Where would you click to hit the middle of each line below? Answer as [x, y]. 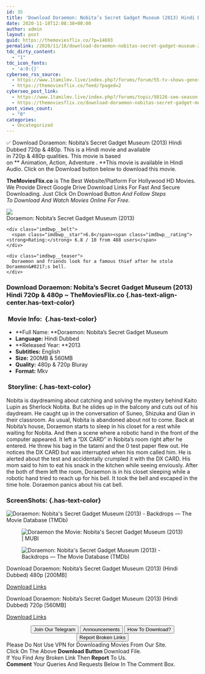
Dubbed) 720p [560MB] [36, 605]
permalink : [20, 46]
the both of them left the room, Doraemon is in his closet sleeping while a [98, 471]
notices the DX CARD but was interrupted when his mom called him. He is [99, 452]
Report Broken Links [103, 637]
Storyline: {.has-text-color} [49, 387]
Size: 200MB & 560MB [44, 358]
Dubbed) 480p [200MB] [37, 575]
